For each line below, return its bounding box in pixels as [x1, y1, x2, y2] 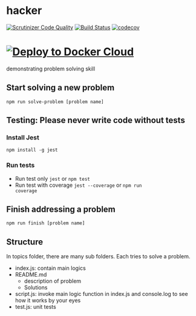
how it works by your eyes [15, 297, 81, 304]
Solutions [24, 284, 48, 291]
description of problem [24, 277, 82, 285]
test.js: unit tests [15, 303, 56, 311]
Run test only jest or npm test [15, 175, 91, 182]
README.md [15, 271, 47, 278]
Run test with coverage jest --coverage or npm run [15, 181, 142, 189]
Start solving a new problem [6, 82, 115, 93]
